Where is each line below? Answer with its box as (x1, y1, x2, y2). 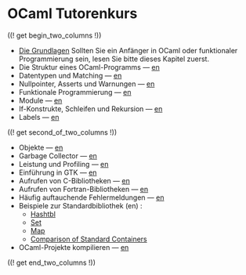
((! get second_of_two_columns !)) (7, 127, 118, 137)
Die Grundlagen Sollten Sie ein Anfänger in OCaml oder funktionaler (18, 45, 238, 55)
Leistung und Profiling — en (18, 159, 109, 168)
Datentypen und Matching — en (18, 71, 122, 80)
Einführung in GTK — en (18, 168, 97, 177)
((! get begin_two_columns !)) (7, 31, 102, 40)
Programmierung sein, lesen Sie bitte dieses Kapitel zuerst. (18, 54, 209, 63)
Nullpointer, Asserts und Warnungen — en (18, 79, 155, 89)
